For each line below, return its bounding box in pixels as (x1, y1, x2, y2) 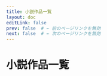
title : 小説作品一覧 (6, 8, 52, 15)
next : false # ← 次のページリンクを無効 (6, 31, 101, 37)
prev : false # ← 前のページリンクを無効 (6, 25, 101, 31)
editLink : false (6, 20, 47, 26)
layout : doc (6, 14, 36, 20)
